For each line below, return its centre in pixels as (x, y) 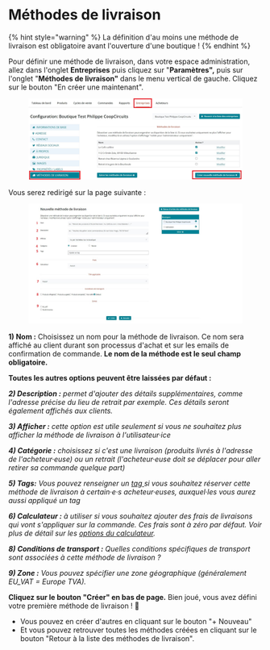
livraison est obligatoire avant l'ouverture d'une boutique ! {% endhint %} (130, 45)
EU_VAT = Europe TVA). (48, 581)
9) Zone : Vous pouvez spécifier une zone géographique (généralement (128, 573)
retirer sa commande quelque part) (67, 468)
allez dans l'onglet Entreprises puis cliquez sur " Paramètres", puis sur (126, 69)
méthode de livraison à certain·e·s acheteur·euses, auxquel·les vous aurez (132, 492)
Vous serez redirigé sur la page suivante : (77, 193)
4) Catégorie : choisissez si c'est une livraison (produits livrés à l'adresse (131, 451)
